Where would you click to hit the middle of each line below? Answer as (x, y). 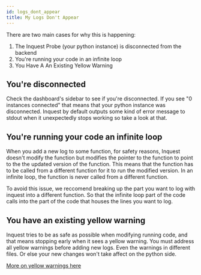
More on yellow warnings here (44, 265)
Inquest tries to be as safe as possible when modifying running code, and (97, 235)
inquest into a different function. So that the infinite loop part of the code (96, 195)
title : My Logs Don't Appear (43, 17)
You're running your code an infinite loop (84, 137)
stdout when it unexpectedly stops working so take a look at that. (87, 118)
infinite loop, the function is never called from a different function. (88, 177)
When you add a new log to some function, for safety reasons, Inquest (93, 152)
